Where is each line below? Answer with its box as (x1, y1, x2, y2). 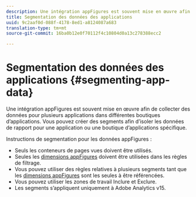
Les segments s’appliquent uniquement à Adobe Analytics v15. (14, 185, 166, 192)
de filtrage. (14, 159, 42, 166)
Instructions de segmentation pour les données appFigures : (6, 136, 152, 143)
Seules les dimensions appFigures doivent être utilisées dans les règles (14, 153, 187, 161)
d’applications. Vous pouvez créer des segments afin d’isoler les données (6, 118, 184, 125)
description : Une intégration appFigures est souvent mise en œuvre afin (6, 8, 191, 15)
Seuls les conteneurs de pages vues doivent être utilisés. (14, 147, 153, 154)
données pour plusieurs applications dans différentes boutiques (6, 112, 161, 119)
